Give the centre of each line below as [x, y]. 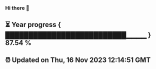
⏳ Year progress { [33, 25]
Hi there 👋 [17, 8]
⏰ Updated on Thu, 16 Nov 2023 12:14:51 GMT [78, 60]
